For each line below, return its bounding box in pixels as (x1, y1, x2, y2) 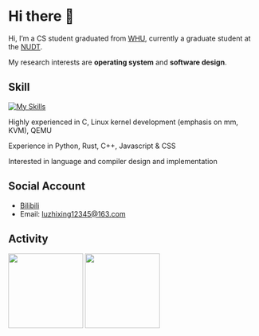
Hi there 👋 (8, 7, 74, 25)
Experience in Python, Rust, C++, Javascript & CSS (8, 141, 176, 150)
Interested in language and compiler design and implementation (8, 156, 218, 166)
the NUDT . (8, 41, 43, 51)
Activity (8, 232, 49, 245)
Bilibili (19, 201, 40, 210)
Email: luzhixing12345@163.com (19, 209, 126, 218)
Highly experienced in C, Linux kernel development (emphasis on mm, (8, 117, 239, 127)
